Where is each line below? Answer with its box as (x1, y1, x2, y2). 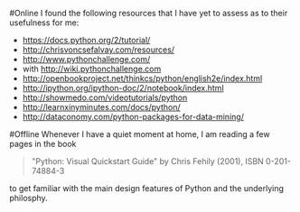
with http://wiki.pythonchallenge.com (22, 63, 162, 74)
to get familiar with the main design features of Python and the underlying (9, 183, 285, 193)
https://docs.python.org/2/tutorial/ (22, 35, 151, 45)
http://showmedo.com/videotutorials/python (22, 92, 188, 103)
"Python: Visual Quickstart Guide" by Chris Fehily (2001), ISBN (31, 156, 264, 166)
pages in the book (9, 139, 77, 149)
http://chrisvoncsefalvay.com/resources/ (22, 44, 174, 55)
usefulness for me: (9, 17, 80, 28)
